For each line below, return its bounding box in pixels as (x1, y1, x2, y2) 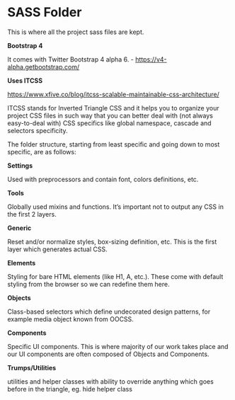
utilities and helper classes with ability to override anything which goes (7, 377, 214, 386)
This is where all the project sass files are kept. (7, 28, 144, 36)
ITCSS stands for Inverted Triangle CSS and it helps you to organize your (7, 103, 219, 112)
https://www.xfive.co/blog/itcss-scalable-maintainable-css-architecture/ (7, 90, 219, 98)
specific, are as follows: (7, 147, 76, 156)
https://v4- (135, 55, 167, 64)
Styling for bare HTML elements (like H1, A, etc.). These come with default (7, 272, 224, 280)
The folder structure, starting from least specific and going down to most (7, 139, 220, 149)
